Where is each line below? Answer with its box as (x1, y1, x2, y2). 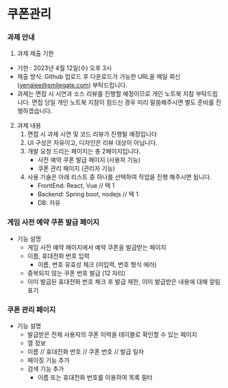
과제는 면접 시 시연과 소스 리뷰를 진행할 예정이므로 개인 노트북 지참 (16, 90, 194, 98)
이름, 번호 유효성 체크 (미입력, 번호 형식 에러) (37, 260, 157, 269)
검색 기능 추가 (27, 365, 64, 373)
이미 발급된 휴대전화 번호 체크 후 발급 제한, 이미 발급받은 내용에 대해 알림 (27, 277, 221, 286)
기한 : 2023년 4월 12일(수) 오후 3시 (16, 64, 112, 72)
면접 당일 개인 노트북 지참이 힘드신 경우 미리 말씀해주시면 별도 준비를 (31, 98, 214, 106)
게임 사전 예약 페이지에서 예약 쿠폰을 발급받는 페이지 (27, 243, 166, 251)
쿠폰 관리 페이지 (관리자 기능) (37, 164, 115, 172)
